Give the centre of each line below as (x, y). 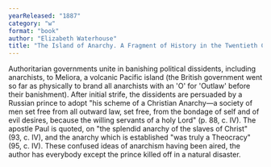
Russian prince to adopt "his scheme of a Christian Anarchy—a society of (130, 103)
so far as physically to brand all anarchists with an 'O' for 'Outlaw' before (129, 86)
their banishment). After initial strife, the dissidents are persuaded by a (125, 94)
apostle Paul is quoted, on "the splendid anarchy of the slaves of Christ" (128, 129)
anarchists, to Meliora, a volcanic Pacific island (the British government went (135, 77)
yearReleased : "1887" (45, 16)
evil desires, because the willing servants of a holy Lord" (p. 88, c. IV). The (132, 120)
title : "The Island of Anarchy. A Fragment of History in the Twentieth (133, 46)
